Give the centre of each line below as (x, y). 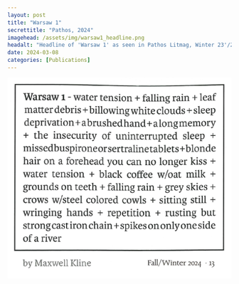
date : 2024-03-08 (33, 53)
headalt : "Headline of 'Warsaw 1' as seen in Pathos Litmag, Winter (111, 45)
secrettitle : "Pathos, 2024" (51, 30)
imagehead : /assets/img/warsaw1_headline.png (76, 38)
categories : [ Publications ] (49, 61)
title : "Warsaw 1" (34, 22)
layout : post (27, 15)
